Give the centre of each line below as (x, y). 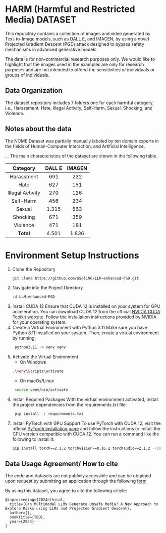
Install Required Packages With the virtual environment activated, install (85, 399)
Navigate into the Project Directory (48, 288)
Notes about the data (38, 129)
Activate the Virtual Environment (45, 357)
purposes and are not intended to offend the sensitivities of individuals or (80, 69)
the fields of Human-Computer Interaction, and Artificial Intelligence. (75, 146)
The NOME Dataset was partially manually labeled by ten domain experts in (82, 141)
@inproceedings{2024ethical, (35, 500)
